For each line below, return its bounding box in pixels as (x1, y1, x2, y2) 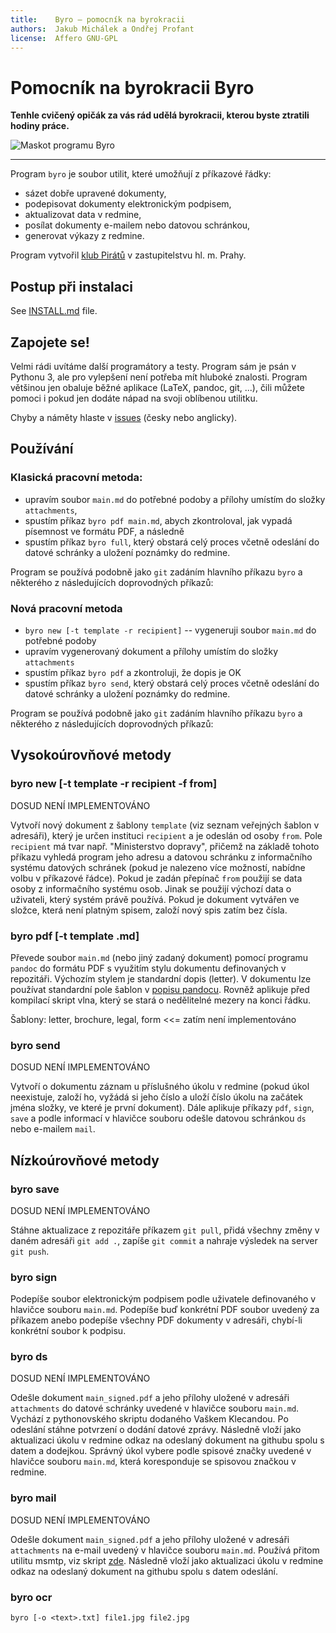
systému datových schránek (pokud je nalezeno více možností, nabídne (10, 861, 306, 873)
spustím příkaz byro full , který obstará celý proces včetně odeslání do (24, 536, 320, 548)
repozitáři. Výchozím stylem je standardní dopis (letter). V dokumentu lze (10, 972, 312, 985)
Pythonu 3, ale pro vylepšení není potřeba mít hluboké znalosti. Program (10, 371, 308, 383)
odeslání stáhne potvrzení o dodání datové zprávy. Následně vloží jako (10, 1424, 302, 1436)
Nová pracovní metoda (10, 601, 123, 615)
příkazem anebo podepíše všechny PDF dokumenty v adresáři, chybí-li (10, 1314, 303, 1326)
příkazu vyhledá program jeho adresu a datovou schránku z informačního (10, 851, 313, 863)
